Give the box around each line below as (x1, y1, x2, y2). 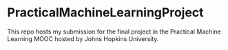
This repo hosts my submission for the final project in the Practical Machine (7, 27, 222, 36)
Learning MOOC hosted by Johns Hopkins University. (7, 34, 159, 42)
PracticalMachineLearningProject (7, 5, 205, 21)
